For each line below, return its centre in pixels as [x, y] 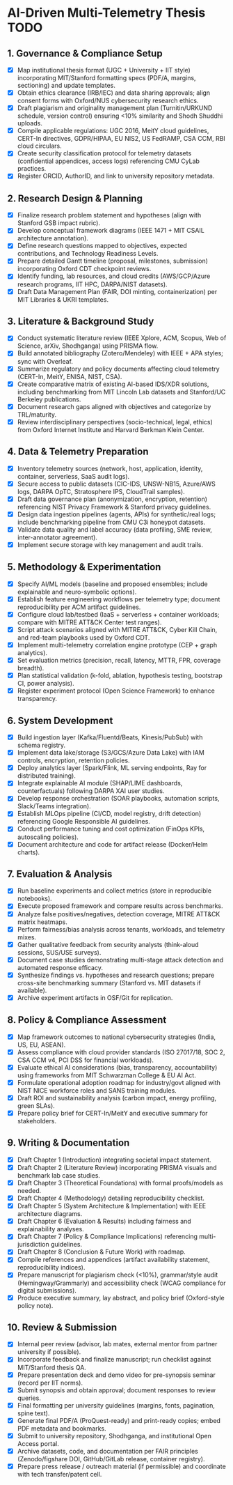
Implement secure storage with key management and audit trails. [110, 544]
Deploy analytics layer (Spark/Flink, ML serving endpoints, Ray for [112, 768]
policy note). [35, 1305]
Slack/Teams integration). [54, 806]
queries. [29, 1398]
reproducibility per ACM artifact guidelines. [79, 607]
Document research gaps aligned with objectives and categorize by [114, 406]
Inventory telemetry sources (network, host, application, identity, [110, 468]
